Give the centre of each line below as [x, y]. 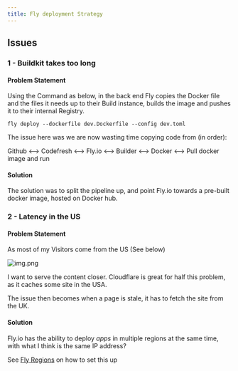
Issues [22, 43]
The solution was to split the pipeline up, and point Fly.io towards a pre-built [118, 191]
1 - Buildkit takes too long [52, 63]
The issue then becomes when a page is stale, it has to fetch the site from [115, 298]
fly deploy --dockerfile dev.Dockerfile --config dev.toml [97, 124]
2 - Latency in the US [44, 216]
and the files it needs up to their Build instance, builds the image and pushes [119, 103]
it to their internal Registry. [46, 111]
